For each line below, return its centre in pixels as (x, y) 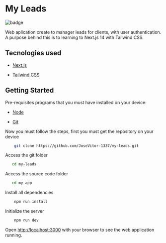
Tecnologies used (33, 53)
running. (14, 235)
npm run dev (26, 220)
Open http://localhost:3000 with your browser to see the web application (80, 230)
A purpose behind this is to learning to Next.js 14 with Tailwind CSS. (75, 37)
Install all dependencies (29, 193)
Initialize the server (25, 211)
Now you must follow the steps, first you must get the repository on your (79, 131)
